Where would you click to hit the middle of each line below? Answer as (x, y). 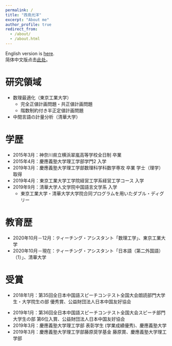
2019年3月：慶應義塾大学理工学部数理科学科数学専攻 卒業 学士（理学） (88, 167)
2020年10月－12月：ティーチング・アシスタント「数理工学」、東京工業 (87, 238)
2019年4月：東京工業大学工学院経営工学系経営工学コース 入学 (78, 180)
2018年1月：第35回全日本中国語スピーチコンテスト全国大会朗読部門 (84, 295)
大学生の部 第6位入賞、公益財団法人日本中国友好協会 (69, 319)
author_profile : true (28, 24)
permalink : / (19, 10)
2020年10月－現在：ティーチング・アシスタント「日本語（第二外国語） (88, 251)
